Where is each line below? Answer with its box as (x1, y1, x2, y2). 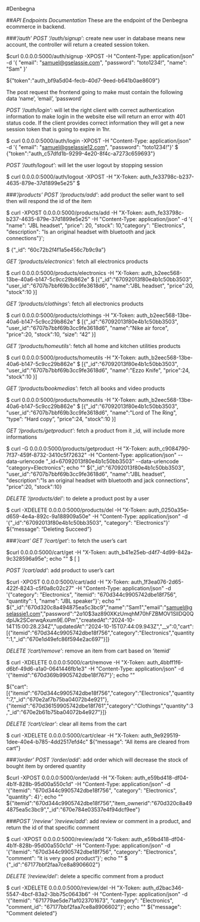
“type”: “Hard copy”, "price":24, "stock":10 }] (6, 416, 116, 422)
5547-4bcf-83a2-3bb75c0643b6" (6, 891, 91, 897)
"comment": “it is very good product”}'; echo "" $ (6, 855, 128, 861)
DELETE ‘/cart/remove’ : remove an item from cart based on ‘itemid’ (6, 647, 171, 654)
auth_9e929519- (140, 732, 181, 739)
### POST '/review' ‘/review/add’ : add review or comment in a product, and (6, 818, 191, 824)
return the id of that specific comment (6, 824, 100, 831)
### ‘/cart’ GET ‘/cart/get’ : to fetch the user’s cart (6, 537, 127, 544)
